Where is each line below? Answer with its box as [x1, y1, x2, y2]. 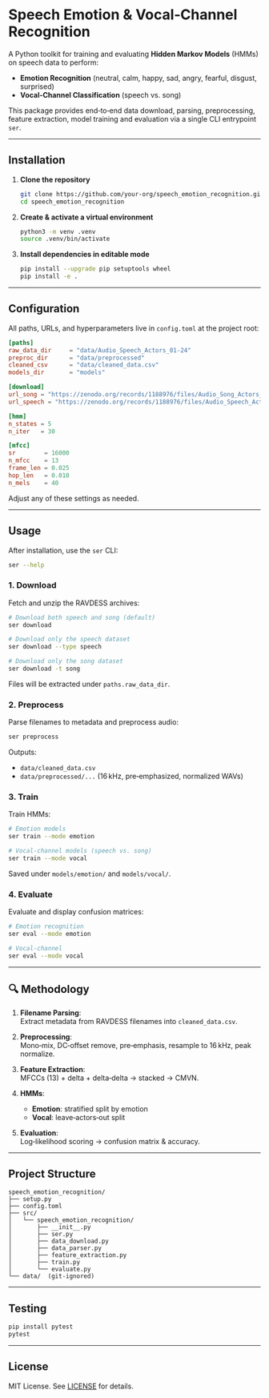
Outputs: [8, 747, 38, 757]
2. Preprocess [8, 699, 64, 710]
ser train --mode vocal [8, 854, 88, 862]
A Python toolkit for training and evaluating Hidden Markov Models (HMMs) [8, 49, 259, 58]
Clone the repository [19, 175, 90, 184]
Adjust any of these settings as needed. [8, 493, 139, 503]
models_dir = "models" [8, 368, 106, 377]
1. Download [8, 580, 58, 591]
